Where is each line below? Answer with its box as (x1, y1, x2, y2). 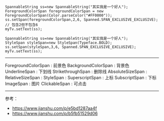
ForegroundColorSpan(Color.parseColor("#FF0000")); (5, 13, 112, 18)
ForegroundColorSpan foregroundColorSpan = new (5, 9, 104, 14)
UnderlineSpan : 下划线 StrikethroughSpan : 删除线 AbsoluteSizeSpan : (5, 69, 147, 74)
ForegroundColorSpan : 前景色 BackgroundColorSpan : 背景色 (5, 63, 129, 68)
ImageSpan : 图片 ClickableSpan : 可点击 (5, 81, 87, 86)
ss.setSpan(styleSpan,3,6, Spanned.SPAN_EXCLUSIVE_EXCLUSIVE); (5, 45, 137, 50)
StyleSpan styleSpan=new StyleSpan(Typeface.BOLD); (5, 40, 112, 45)
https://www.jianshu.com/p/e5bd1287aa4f (12, 105, 97, 111)
